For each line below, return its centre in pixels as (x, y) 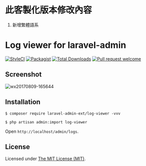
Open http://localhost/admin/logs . (42, 131)
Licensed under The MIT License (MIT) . (46, 159)
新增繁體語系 (25, 25)
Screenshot (24, 75)
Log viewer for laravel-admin (66, 45)
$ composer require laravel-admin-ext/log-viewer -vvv (63, 113)
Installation (23, 102)
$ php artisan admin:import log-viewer (46, 122)
